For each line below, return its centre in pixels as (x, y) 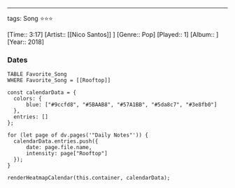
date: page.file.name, (59, 148)
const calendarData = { (42, 93)
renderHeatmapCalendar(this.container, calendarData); (89, 178)
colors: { (28, 99)
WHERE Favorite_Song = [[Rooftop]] (59, 81)
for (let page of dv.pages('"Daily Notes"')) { (78, 135)
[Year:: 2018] (26, 42)
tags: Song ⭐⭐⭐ (30, 18)
